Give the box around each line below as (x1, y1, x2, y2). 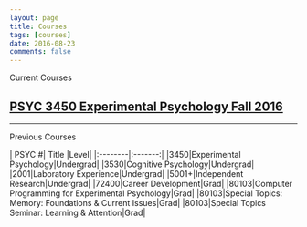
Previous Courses (9, 131, 77, 142)
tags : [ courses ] (9, 30, 71, 39)
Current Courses (9, 72, 73, 83)
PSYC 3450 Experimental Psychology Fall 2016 (9, 98, 283, 114)
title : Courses (9, 22, 68, 31)
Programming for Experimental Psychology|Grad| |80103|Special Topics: (9, 188, 283, 199)
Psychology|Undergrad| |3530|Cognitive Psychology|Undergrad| (9, 159, 255, 170)
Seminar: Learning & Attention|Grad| (9, 207, 146, 218)
